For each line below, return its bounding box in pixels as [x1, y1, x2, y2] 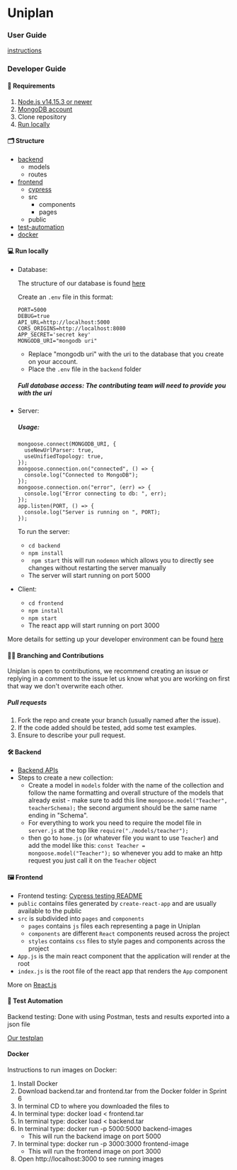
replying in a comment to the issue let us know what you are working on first [7, 674, 230, 683]
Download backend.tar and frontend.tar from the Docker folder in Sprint [17, 1086, 227, 1095]
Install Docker [17, 1079, 58, 1088]
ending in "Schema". [28, 811, 88, 819]
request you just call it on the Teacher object [28, 856, 157, 865]
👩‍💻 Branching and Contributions [7, 651, 104, 659]
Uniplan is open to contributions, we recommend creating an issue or [7, 667, 209, 676]
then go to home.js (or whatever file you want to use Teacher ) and [28, 834, 219, 842]
